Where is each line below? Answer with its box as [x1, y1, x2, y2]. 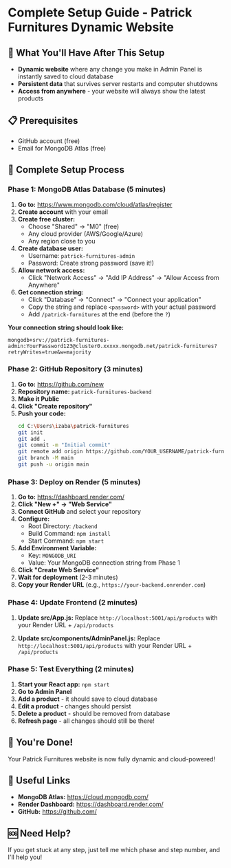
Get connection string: [17, 287, 85, 296]
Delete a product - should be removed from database [17, 709, 170, 717]
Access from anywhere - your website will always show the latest [17, 87, 206, 95]
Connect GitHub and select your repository [17, 508, 142, 516]
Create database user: [17, 244, 83, 252]
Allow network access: [17, 266, 85, 274]
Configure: [17, 514, 50, 523]
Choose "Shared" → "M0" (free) [27, 222, 120, 230]
